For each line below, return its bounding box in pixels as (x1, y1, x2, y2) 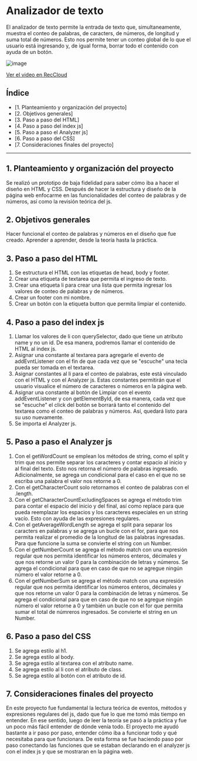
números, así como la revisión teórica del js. (6, 198, 113, 205)
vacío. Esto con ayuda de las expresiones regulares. (14, 515, 141, 522)
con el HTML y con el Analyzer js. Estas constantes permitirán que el (14, 376, 181, 383)
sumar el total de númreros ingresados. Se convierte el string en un (14, 608, 178, 615)
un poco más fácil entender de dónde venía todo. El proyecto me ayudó (6, 723, 179, 731)
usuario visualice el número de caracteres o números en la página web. (14, 383, 188, 389)
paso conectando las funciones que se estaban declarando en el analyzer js (6, 742, 191, 749)
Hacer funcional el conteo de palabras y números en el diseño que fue (6, 230, 176, 237)
